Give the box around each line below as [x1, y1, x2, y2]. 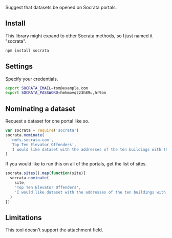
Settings [5, 62, 33, 71]
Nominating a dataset [5, 104, 76, 113]
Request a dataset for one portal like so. [5, 118, 90, 124]
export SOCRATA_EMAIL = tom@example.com [5, 85, 88, 91]
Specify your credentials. [5, 76, 58, 82]
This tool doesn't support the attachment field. [5, 227, 103, 233]
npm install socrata [5, 48, 50, 53]
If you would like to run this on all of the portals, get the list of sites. [5, 161, 147, 167]
